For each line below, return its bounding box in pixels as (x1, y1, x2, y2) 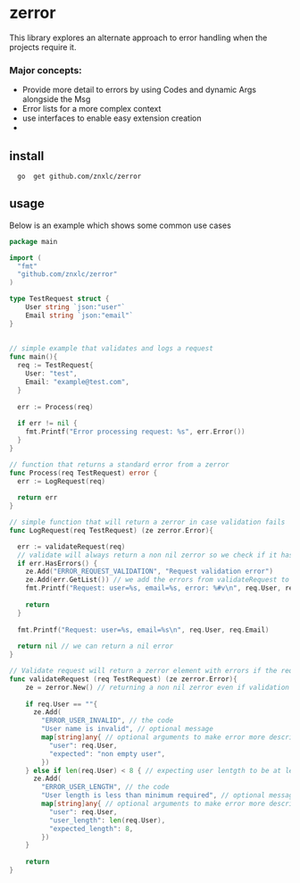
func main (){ (9, 352, 58, 362)
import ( (9, 253, 42, 262)
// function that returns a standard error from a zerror (9, 459, 229, 469)
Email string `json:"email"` (25, 311, 134, 320)
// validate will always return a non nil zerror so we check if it (17, 551, 278, 559)
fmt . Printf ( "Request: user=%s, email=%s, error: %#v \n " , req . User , (25, 584, 281, 593)
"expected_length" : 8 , (48, 824, 134, 833)
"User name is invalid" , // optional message (41, 725, 214, 734)
